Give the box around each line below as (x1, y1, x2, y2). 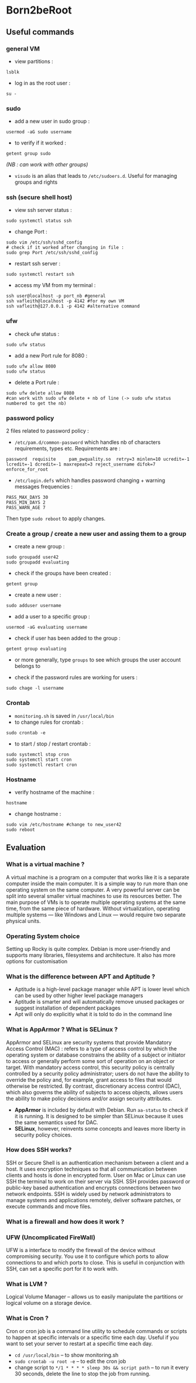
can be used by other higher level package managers (14, 992, 143, 999)
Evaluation (6, 843, 46, 853)
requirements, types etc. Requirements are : (14, 445, 121, 452)
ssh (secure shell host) (6, 193, 73, 201)
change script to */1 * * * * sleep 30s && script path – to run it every (14, 1364, 189, 1371)
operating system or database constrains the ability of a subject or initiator (6, 1051, 186, 1058)
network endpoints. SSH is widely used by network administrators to (6, 1190, 171, 1198)
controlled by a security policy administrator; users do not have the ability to (6, 1070, 190, 1077)
